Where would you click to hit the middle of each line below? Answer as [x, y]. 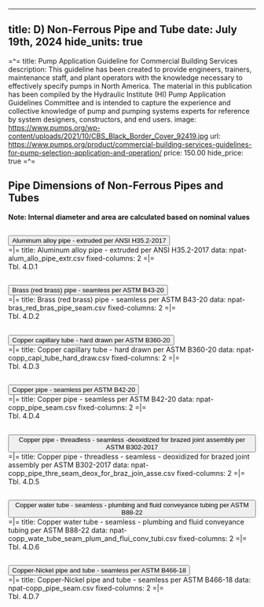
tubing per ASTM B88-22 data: [58, 530]
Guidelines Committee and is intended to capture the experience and [119, 102]
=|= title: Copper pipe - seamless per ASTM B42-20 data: [101, 399]
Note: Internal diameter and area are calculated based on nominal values [129, 217]
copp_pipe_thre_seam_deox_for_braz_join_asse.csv [92, 473]
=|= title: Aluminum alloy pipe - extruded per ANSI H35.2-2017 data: [118, 250]
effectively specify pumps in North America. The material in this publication [130, 86]
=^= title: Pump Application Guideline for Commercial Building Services [123, 60]
